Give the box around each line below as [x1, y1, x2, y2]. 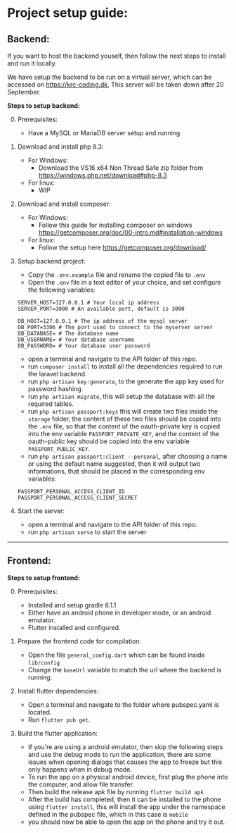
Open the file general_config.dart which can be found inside [27, 650, 205, 659]
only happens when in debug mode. [27, 765, 132, 773]
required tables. [27, 400, 74, 408]
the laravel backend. [27, 370, 87, 378]
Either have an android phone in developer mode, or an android [27, 608, 211, 617]
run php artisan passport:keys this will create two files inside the [27, 407, 218, 415]
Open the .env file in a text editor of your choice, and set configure [27, 278, 221, 286]
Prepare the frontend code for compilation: [17, 636, 142, 646]
